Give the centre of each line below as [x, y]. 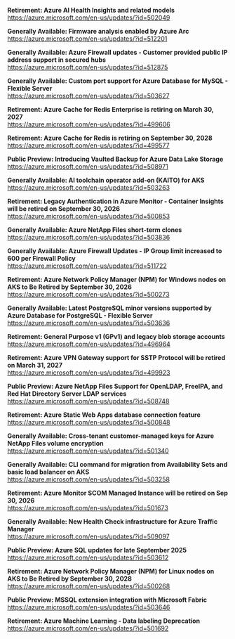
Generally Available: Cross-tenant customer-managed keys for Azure [110, 436]
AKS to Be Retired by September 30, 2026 [69, 287]
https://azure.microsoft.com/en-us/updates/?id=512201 [87, 39]
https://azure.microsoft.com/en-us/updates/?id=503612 [88, 557]
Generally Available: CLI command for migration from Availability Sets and [117, 464]
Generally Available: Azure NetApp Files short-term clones [95, 230]
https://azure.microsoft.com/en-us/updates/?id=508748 [88, 401]
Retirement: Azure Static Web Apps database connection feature [104, 415]
